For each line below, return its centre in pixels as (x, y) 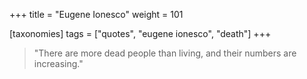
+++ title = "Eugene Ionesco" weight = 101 (96, 14)
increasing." (58, 63)
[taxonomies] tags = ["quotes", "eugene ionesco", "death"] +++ (140, 33)
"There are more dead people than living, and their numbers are (165, 53)
